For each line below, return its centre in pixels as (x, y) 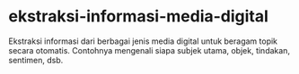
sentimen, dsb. (36, 60)
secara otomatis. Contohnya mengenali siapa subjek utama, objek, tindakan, (149, 50)
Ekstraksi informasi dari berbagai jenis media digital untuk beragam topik (143, 41)
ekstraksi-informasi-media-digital (138, 16)
